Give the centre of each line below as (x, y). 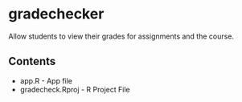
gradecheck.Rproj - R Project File (75, 89)
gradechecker (56, 14)
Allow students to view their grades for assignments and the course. (121, 36)
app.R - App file (46, 80)
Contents (32, 61)
